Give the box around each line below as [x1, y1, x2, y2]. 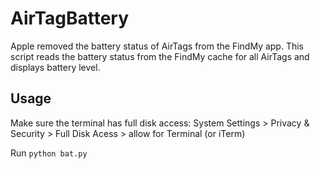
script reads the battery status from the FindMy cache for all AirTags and [10, 50, 310, 62]
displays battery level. [10, 61, 101, 73]
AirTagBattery [10, 7, 130, 30]
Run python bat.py [10, 147, 88, 159]
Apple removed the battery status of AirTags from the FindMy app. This [10, 40, 305, 52]
